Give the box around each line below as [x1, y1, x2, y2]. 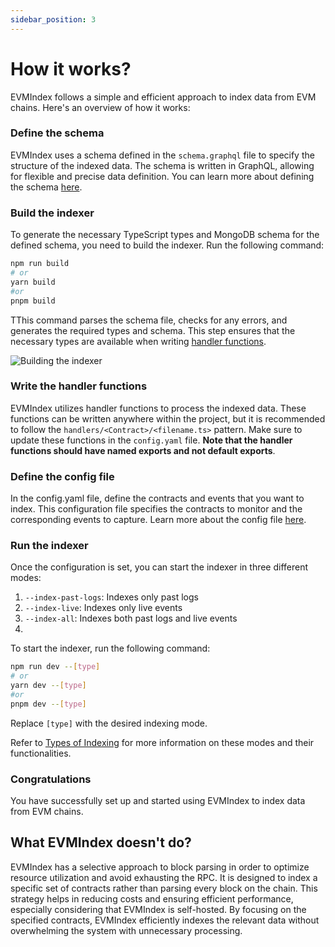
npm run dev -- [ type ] [10, 662, 101, 672]
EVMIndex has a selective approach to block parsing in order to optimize [10, 861, 310, 873]
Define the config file [10, 469, 115, 483]
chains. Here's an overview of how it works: [10, 101, 191, 113]
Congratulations [10, 772, 92, 786]
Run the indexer [10, 539, 89, 553]
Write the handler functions [10, 379, 148, 393]
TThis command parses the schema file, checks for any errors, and [10, 314, 288, 326]
